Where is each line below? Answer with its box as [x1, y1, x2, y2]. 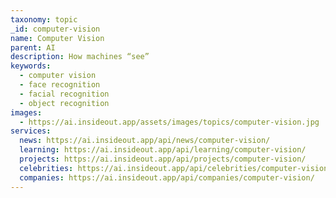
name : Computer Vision [10, 33, 105, 43]
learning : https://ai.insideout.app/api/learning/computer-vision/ [19, 145, 307, 155]
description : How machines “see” [10, 52, 150, 62]
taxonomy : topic [10, 14, 78, 25]
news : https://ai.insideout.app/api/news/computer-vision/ [19, 136, 271, 146]
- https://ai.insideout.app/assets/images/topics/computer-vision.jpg [19, 117, 320, 127]
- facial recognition [19, 89, 110, 99]
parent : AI [10, 42, 56, 53]
